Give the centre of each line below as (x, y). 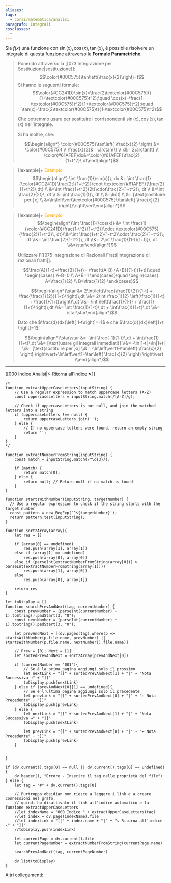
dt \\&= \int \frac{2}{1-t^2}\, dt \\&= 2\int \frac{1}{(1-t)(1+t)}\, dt (92, 239)
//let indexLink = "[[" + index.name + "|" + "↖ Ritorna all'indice (89, 821)
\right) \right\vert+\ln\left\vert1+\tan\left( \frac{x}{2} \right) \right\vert (92, 354)
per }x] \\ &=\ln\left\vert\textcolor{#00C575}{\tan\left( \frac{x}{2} (92, 200)
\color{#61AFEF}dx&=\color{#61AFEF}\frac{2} (92, 155)
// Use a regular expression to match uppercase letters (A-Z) (83, 392)
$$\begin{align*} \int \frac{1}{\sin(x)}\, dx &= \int (83, 178)
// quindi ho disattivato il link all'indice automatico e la (82, 803)
